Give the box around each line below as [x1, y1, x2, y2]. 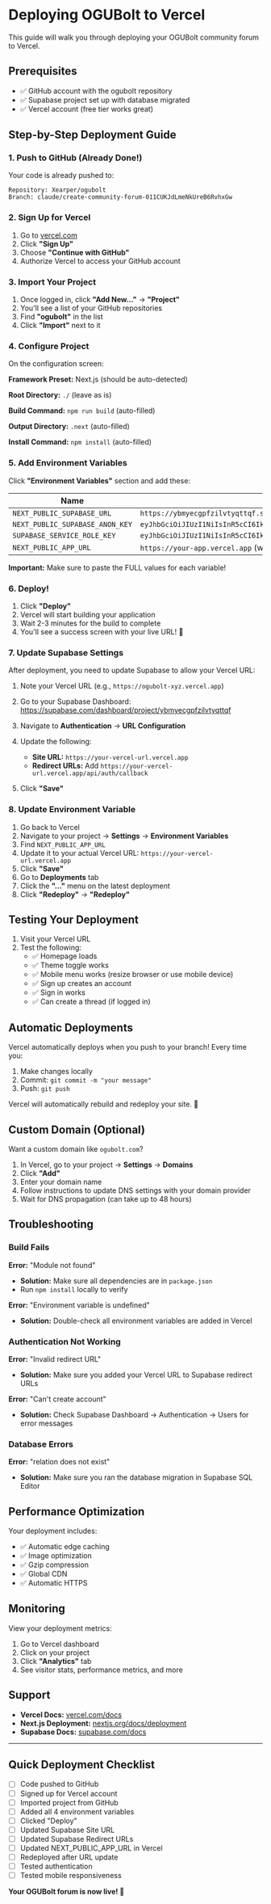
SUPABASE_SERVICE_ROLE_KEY [12, 531, 116, 540]
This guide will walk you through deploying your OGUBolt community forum [8, 32, 260, 42]
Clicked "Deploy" [19, 1816, 78, 1826]
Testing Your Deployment [8, 912, 140, 926]
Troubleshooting [8, 1218, 94, 1232]
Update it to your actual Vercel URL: [19, 848, 140, 857]
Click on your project [19, 1647, 90, 1658]
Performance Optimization [8, 1505, 145, 1519]
